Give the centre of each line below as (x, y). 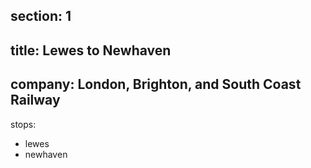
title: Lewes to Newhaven (91, 50)
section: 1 (41, 16)
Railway (35, 100)
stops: (23, 124)
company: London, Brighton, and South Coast (156, 84)
